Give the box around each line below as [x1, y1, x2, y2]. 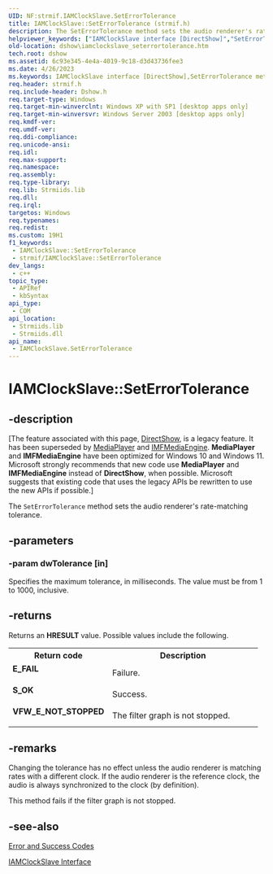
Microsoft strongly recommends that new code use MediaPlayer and [8, 460, 240, 470]
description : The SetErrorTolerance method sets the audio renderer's [8, 27, 253, 35]
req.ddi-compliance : [8, 133, 79, 141]
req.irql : [8, 201, 42, 209]
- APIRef [11, 284, 42, 293]
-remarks [8, 741, 57, 755]
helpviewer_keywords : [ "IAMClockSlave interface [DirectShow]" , [8, 34, 231, 43]
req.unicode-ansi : [8, 140, 71, 149]
